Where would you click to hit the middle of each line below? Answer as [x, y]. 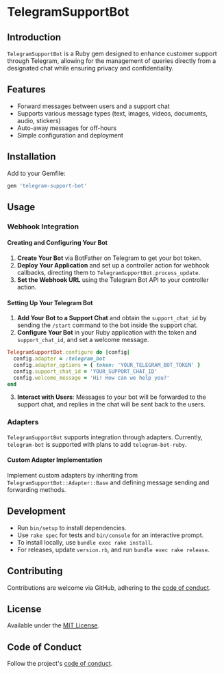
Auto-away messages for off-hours [67, 128]
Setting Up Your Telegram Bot [50, 302]
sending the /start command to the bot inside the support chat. [108, 325]
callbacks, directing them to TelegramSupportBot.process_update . [109, 273]
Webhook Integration [43, 226]
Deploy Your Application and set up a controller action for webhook [113, 265]
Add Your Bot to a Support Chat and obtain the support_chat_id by [112, 318]
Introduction [34, 37]
